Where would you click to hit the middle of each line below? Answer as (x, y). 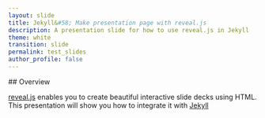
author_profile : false (45, 60)
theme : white (30, 37)
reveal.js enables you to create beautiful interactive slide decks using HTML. (132, 97)
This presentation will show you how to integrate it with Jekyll (108, 105)
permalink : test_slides (47, 52)
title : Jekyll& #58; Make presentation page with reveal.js (108, 23)
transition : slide (38, 45)
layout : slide (32, 15)
